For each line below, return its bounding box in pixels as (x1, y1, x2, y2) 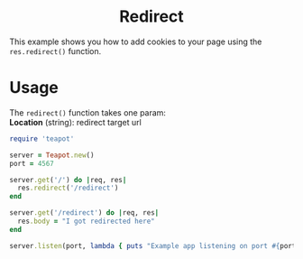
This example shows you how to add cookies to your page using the (9, 36, 262, 47)
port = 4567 (9, 159, 54, 168)
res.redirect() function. (9, 45, 102, 56)
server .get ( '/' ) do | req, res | (9, 175, 127, 184)
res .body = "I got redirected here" (17, 217, 155, 226)
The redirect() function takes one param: (9, 106, 167, 118)
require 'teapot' (9, 134, 75, 143)
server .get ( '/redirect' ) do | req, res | (9, 208, 160, 217)
